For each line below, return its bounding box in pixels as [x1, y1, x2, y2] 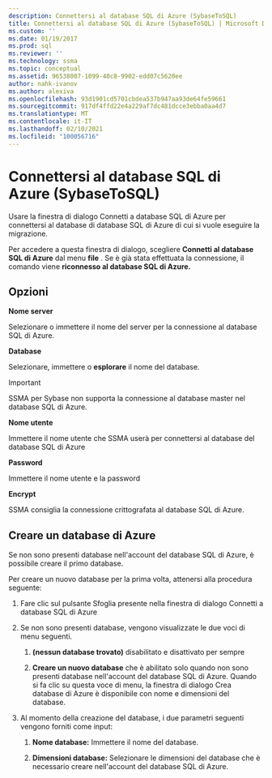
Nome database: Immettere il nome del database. [32, 737, 199, 747]
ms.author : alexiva [8, 87, 74, 96]
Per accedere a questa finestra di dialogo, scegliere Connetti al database [8, 244, 254, 254]
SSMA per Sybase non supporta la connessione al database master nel [8, 394, 245, 404]
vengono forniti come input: [19, 722, 113, 732]
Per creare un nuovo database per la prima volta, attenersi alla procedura [8, 575, 253, 584]
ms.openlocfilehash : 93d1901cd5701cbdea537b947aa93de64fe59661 [8, 95, 227, 103]
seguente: [8, 583, 42, 592]
